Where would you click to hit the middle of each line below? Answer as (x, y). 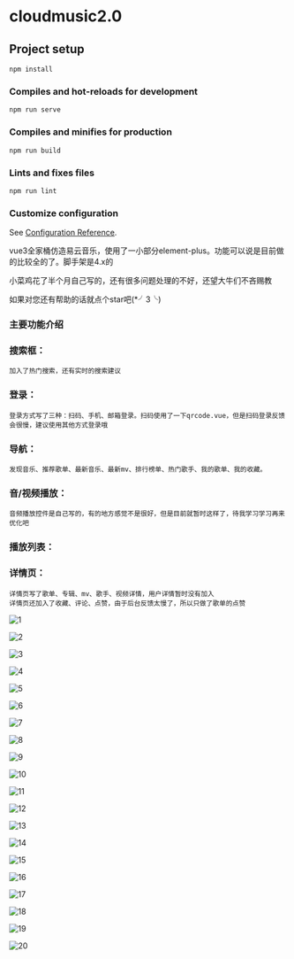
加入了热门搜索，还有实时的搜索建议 (65, 371)
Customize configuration (64, 213)
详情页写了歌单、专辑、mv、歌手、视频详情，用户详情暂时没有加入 (112, 594)
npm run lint (33, 191)
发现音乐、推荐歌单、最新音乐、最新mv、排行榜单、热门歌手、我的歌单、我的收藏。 (138, 469)
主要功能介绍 (37, 325)
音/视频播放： (38, 493)
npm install (31, 69)
